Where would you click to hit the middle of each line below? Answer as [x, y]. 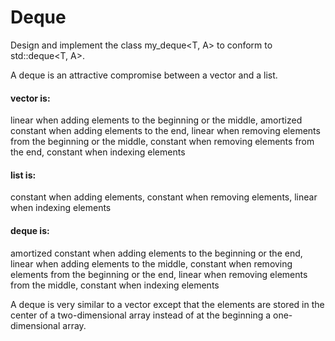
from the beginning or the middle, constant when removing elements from [162, 142]
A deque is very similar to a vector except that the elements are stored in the [167, 304]
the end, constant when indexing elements [98, 152]
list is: [23, 175]
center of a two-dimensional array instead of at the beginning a [141, 315]
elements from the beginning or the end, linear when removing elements [159, 274]
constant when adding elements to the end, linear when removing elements [165, 131]
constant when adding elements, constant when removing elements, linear [164, 197]
